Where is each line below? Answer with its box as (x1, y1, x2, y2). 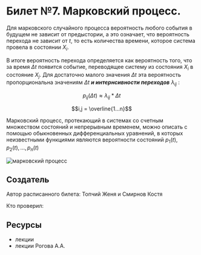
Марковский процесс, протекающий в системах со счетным (6, 117, 163, 124)
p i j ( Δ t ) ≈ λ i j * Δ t (82, 92, 121, 100)
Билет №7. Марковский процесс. (6, 4, 181, 18)
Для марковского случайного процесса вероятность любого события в (6, 24, 193, 31)
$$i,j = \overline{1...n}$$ (71, 105, 132, 112)
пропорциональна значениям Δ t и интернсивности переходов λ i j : (6, 79, 180, 88)
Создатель (6, 174, 50, 185)
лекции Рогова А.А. (15, 242, 65, 250)
